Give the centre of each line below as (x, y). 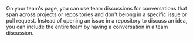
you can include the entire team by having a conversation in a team (87, 27)
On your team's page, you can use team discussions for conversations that (97, 8)
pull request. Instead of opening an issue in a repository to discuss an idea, (97, 20)
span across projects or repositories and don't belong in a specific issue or (97, 14)
